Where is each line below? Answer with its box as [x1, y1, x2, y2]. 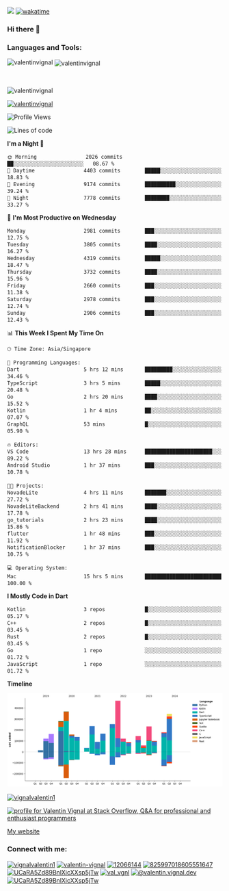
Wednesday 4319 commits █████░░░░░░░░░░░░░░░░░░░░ [7, 255, 222, 261]
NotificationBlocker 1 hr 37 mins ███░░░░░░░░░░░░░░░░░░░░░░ [7, 544, 222, 551]
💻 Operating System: [7, 565, 68, 571]
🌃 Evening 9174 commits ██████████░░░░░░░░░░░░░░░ [7, 181, 222, 188]
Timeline [7, 680, 33, 688]
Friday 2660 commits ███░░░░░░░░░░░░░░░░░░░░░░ [7, 282, 222, 289]
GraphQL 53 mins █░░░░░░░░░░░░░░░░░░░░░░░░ [7, 421, 222, 428]
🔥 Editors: [7, 441, 39, 448]
